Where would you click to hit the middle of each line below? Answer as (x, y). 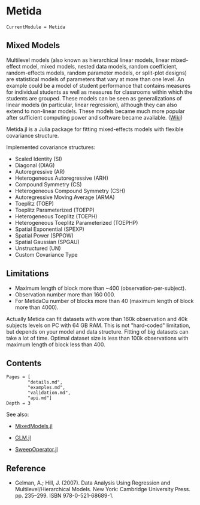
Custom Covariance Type (46, 254)
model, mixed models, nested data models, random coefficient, (100, 66)
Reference (26, 468)
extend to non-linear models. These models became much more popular (96, 111)
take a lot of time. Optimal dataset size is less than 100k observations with (97, 338)
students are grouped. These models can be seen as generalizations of (94, 98)
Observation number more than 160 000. (65, 294)
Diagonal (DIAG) (35, 165)
